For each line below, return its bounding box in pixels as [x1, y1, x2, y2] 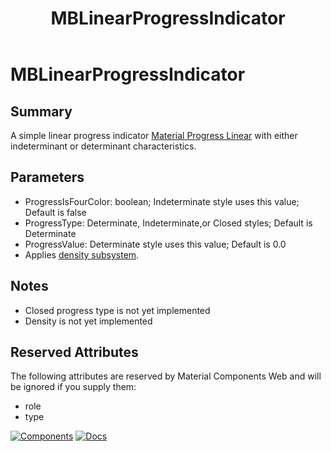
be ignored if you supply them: [10, 381, 137, 393]
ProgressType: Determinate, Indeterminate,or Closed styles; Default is [24, 217, 313, 229]
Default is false [24, 206, 87, 218]
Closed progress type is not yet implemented [24, 304, 211, 316]
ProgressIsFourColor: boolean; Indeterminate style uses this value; [24, 195, 300, 207]
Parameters [10, 169, 85, 186]
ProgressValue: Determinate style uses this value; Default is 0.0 [24, 238, 287, 250]
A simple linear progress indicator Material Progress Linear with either [10, 130, 298, 141]
